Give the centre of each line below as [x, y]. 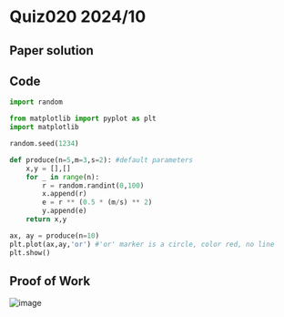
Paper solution [51, 51]
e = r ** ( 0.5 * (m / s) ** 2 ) [97, 202]
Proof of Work [50, 281]
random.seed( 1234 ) [44, 144]
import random [36, 102]
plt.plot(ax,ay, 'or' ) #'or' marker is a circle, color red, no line [142, 244]
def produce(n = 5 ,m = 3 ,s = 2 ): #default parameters [101, 160]
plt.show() [30, 252]
